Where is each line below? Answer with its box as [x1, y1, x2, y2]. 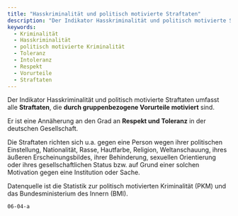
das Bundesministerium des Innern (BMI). [7, 189, 129, 198]
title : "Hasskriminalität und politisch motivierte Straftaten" [7, 10, 201, 18]
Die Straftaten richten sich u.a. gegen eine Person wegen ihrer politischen [7, 138, 223, 147]
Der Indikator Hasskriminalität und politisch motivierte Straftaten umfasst [7, 96, 220, 104]
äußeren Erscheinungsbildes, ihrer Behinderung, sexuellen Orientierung [7, 153, 216, 161]
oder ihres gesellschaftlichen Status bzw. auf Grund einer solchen [7, 161, 200, 169]
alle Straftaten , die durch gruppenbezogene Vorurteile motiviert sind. [7, 103, 215, 112]
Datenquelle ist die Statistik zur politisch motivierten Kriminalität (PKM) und [7, 182, 227, 191]
